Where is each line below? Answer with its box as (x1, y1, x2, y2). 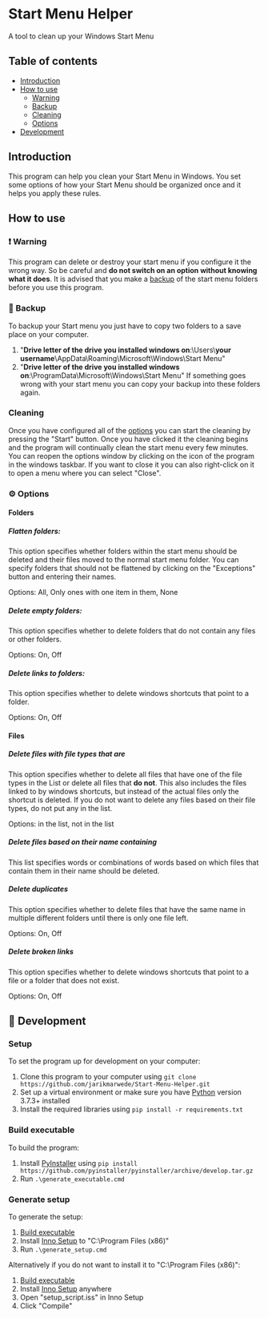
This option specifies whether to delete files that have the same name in (8, 904, 246, 914)
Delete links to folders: (8, 668, 86, 677)
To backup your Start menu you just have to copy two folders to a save (8, 321, 242, 331)
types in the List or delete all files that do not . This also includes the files (8, 778, 247, 787)
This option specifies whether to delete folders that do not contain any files (8, 626, 256, 636)
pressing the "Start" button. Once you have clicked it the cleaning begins (8, 434, 249, 444)
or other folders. (8, 634, 62, 645)
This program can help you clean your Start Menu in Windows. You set (8, 171, 242, 181)
